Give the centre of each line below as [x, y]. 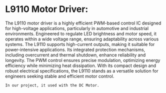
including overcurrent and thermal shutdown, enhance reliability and [75, 55]
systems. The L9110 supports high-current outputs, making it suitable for [80, 44]
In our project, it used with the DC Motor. [52, 85]
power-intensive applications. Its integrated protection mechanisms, [75, 49]
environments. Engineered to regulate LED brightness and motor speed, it [81, 33]
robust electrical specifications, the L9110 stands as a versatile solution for [82, 70]
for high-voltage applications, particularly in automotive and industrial [77, 28]
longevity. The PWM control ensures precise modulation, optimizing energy [83, 60]
